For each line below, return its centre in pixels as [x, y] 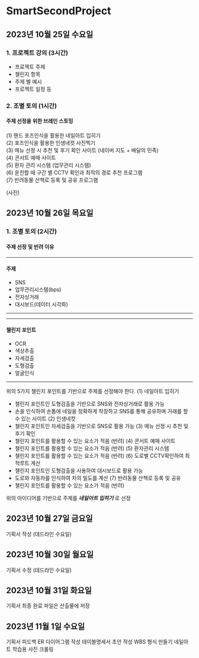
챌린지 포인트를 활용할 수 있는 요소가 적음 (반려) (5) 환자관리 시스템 [92, 448]
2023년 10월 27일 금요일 [49, 519]
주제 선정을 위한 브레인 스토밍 [40, 121]
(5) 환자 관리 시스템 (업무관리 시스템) [49, 165]
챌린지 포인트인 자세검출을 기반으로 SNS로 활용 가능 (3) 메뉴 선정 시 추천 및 [101, 426]
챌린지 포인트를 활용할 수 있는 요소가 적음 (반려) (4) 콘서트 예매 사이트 [95, 441]
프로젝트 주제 [30, 67]
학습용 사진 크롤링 [33, 649]
